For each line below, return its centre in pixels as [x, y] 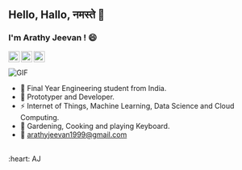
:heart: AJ [25, 159]
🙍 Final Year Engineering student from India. [93, 88]
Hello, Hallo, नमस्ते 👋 [56, 15]
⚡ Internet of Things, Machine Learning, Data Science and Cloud [127, 106]
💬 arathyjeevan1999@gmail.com [73, 135]
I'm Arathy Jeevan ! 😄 [53, 38]
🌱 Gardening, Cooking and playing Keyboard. [95, 126]
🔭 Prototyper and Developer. [67, 97]
